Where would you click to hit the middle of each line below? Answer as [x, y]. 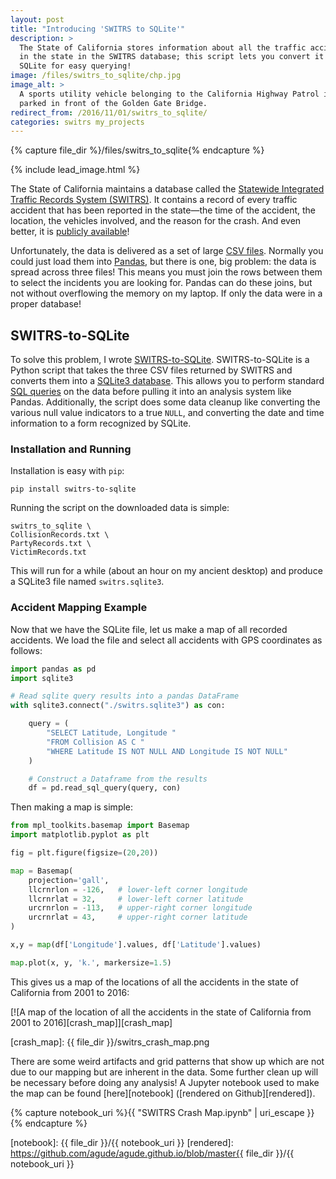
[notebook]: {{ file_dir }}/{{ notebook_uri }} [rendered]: [122, 1142]
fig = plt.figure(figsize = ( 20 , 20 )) [84, 853]
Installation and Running [71, 449]
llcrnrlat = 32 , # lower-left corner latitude [136, 899]
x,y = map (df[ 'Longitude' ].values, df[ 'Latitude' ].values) [136, 945]
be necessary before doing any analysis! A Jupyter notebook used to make [165, 1082]
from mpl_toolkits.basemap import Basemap [100, 826]
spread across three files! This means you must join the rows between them [166, 272]
